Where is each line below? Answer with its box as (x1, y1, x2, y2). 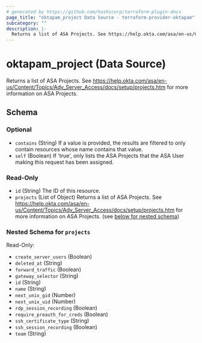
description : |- (6, 25, 47, 32)
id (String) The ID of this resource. (14, 187, 101, 195)
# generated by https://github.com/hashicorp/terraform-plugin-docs (6, 8, 182, 15)
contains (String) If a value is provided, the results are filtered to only (14, 139, 186, 146)
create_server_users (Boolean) (14, 253, 92, 260)
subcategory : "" (6, 20, 47, 26)
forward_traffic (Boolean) (14, 266, 82, 273)
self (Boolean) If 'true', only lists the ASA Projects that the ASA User (14, 152, 185, 159)
